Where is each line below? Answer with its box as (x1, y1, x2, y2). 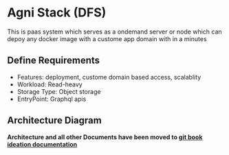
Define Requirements (7, 55, 100, 67)
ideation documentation (7, 140, 78, 148)
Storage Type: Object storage (17, 87, 101, 95)
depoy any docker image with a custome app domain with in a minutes (7, 34, 208, 43)
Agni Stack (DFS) (7, 5, 107, 21)
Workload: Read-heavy (17, 80, 83, 88)
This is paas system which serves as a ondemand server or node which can (7, 27, 222, 36)
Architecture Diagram (7, 115, 102, 126)
